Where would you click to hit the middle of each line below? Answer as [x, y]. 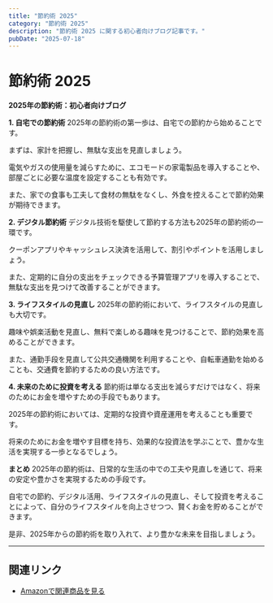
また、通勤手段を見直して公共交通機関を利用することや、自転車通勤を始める [136, 359]
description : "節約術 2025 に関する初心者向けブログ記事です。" [107, 31]
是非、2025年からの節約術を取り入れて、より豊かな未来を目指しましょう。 [134, 534]
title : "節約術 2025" [43, 16]
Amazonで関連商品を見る [63, 591]
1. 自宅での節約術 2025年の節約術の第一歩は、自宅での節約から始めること [132, 123]
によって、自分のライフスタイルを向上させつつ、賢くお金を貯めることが [136, 507]
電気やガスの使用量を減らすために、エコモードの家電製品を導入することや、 [136, 167]
